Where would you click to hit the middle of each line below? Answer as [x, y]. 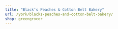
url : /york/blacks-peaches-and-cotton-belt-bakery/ [59, 14]
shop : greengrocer [24, 19]
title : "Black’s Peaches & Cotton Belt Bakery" [55, 10]
